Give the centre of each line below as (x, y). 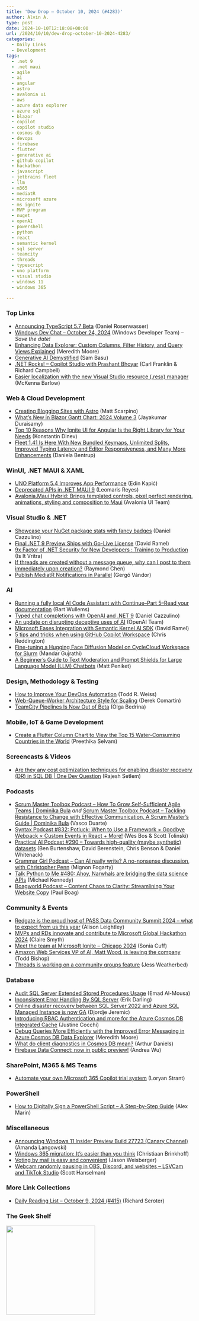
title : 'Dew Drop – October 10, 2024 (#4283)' (65, 12)
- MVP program (29, 210)
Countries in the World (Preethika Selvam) (66, 741)
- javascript (28, 172)
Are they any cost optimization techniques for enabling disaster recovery (103, 770)
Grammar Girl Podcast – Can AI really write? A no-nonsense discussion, (102, 861)
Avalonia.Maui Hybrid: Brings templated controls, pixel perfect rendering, (104, 496)
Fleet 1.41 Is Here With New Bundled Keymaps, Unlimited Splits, (92, 442)
